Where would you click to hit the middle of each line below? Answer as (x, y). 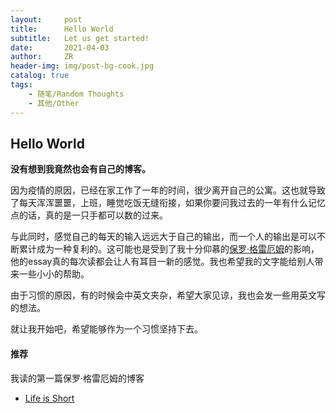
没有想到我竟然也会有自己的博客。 (80, 169)
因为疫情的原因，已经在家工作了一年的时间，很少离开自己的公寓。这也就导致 (168, 190)
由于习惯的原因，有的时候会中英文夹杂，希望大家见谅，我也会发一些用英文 (163, 295)
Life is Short (49, 398)
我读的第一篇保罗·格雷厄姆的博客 (77, 378)
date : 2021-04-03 (60, 47)
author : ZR (42, 57)
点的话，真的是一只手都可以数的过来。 (89, 215)
